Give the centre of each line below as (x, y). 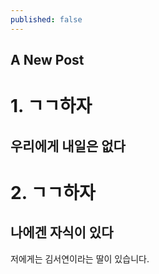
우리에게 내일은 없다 (68, 146)
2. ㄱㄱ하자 (53, 192)
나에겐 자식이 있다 (62, 232)
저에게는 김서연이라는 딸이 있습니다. (80, 258)
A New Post (47, 60)
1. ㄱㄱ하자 (51, 106)
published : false (46, 19)
